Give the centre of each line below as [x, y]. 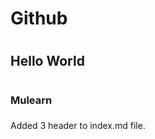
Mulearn [31, 100]
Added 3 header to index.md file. [78, 126]
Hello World [47, 61]
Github [39, 18]
